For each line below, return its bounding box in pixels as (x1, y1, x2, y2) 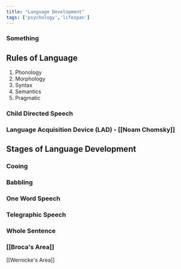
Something (6, 34, 39, 43)
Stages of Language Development (6, 144, 137, 154)
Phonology (14, 69, 42, 76)
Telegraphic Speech (6, 211, 66, 219)
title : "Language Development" (6, 8, 85, 15)
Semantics (14, 88, 41, 95)
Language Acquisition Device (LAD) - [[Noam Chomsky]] (6, 126, 176, 134)
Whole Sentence (6, 227, 56, 235)
